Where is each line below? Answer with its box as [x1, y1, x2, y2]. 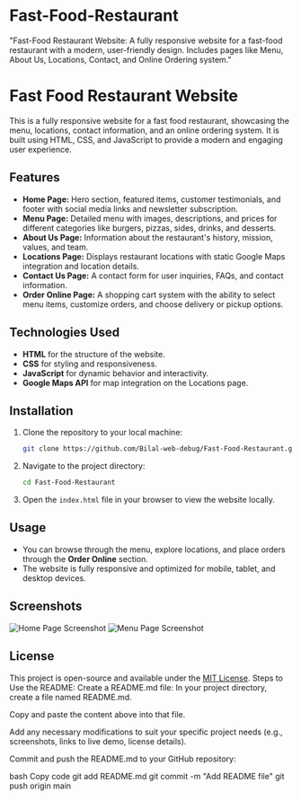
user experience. [9, 144, 72, 154]
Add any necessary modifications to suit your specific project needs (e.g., [9, 726, 283, 737]
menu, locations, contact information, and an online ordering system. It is [9, 125, 280, 136]
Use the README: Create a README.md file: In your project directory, [9, 681, 268, 692]
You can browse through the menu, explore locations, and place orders [22, 544, 286, 555]
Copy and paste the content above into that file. [9, 708, 186, 719]
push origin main [9, 780, 72, 791]
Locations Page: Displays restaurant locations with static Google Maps [22, 251, 286, 261]
